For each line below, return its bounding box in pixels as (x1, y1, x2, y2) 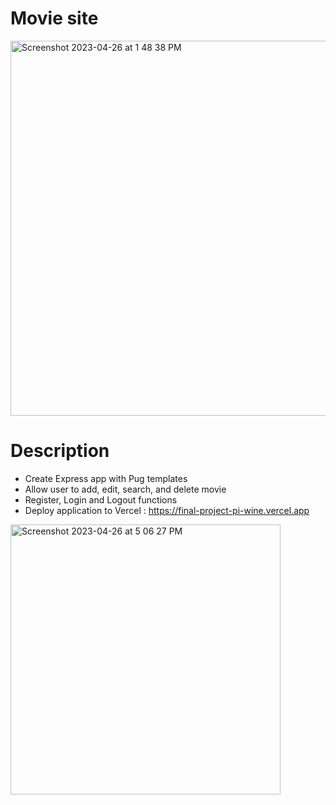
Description (10, 440, 110, 462)
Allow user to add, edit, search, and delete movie (24, 483, 227, 495)
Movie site (10, 7, 99, 30)
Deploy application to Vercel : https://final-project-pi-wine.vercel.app (24, 504, 310, 516)
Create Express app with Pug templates (24, 472, 188, 484)
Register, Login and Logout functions (24, 493, 178, 506)
